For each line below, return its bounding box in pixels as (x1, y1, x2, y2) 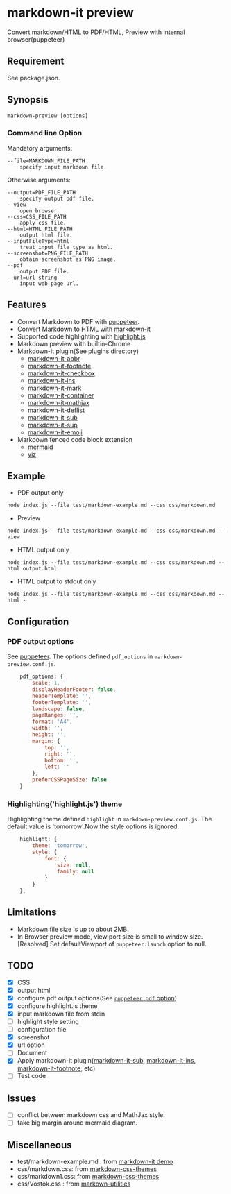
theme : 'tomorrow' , (32, 842, 89, 849)
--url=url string (7, 274, 58, 281)
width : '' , (32, 725, 64, 732)
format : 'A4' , (32, 718, 73, 726)
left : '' (44, 763, 70, 771)
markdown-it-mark (27, 384, 82, 392)
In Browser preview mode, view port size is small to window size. (17, 932, 203, 941)
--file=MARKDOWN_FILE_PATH (7, 157, 85, 164)
